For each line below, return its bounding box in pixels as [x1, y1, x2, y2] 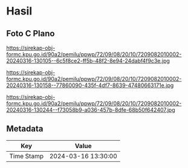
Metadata [6, 124, 44, 134]
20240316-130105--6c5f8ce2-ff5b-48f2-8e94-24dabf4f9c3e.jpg [6, 57, 170, 64]
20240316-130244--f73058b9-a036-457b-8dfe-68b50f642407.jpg [6, 106, 175, 113]
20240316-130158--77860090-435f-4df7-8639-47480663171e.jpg [6, 82, 174, 89]
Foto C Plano [6, 28, 55, 39]
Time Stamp [9, 152, 44, 160]
